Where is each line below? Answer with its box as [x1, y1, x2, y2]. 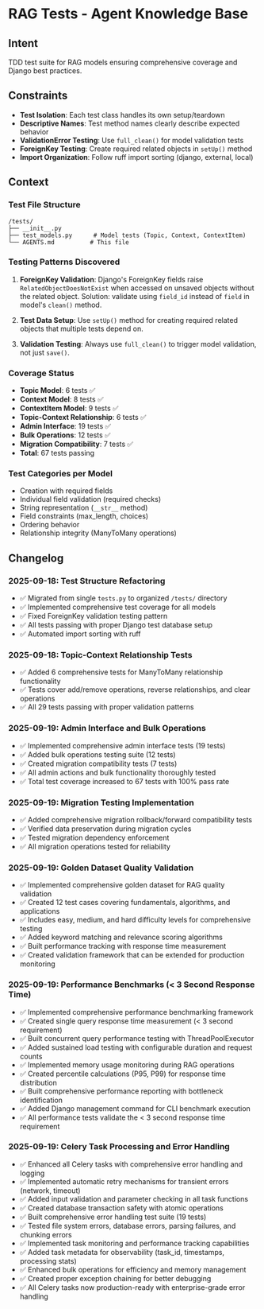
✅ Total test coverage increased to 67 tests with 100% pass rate [19, 776, 230, 786]
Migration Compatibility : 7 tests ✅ [19, 439, 133, 449]
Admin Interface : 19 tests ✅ [19, 421, 112, 431]
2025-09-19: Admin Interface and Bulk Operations [8, 723, 206, 734]
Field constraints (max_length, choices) [19, 511, 149, 521]
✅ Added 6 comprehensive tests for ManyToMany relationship [19, 667, 224, 677]
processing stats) [19, 1256, 77, 1265]
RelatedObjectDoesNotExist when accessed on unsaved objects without [19, 283, 255, 293]
